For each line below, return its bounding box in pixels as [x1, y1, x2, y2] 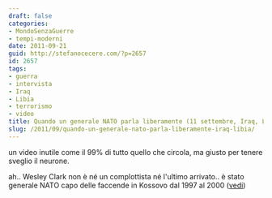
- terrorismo [8, 102, 53, 110]
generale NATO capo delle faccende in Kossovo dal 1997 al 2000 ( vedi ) [8, 180, 246, 190]
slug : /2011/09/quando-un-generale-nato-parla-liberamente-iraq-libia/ [8, 125, 255, 133]
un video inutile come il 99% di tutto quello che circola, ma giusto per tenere [8, 147, 263, 157]
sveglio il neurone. [8, 156, 70, 166]
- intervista [8, 80, 53, 88]
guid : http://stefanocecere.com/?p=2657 [8, 49, 147, 58]
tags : [8, 65, 27, 73]
